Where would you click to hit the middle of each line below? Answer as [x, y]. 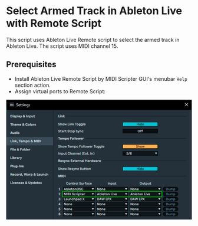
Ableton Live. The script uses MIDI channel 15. [62, 46]
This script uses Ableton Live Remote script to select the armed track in [93, 40]
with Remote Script [54, 23]
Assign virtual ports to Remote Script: [60, 91]
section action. [33, 85]
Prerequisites [31, 65]
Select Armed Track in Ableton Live [94, 11]
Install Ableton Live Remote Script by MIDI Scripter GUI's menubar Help [101, 78]
